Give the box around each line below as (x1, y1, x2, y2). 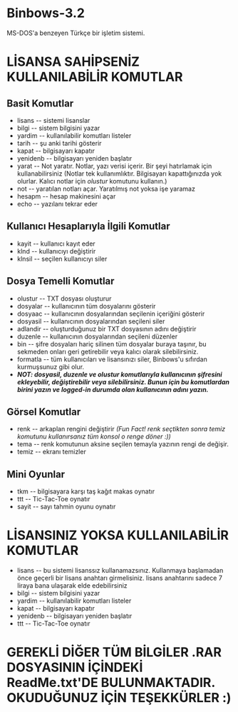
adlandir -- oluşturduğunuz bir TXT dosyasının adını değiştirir (16, 324, 197, 333)
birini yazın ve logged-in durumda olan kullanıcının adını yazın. (16, 385, 209, 393)
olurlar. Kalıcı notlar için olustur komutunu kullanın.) (16, 176, 167, 185)
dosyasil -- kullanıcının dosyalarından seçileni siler (16, 316, 165, 326)
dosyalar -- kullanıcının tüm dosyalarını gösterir (16, 301, 156, 310)
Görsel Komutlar (6, 406, 81, 418)
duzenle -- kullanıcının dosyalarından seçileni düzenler (16, 332, 178, 341)
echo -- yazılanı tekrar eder (16, 199, 98, 208)
